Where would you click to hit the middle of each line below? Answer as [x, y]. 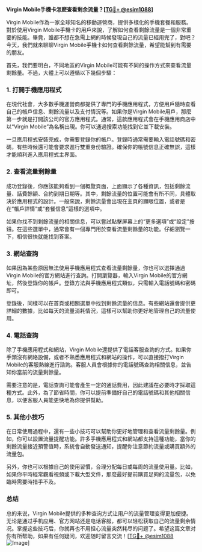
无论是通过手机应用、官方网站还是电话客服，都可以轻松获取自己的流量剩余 [98, 521]
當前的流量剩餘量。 [40, 372]
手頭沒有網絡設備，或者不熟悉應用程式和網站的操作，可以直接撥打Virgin [95, 357]
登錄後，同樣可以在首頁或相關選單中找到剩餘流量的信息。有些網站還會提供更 [101, 303]
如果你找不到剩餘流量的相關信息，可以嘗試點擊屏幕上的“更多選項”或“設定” [98, 221]
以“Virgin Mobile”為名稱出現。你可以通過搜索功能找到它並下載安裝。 [91, 127]
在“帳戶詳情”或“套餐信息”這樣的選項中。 [56, 209]
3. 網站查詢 [22, 254]
